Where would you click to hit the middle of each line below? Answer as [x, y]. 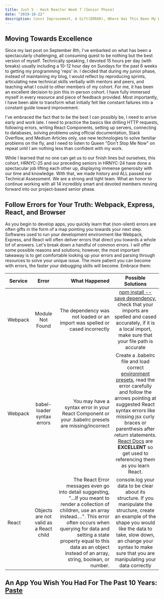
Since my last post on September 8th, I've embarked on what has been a [78, 50]
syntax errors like [135, 411]
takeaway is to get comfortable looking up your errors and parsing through [80, 255]
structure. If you [135, 498]
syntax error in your [87, 407]
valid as [44, 523]
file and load [135, 362]
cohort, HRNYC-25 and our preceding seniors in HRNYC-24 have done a [78, 163]
